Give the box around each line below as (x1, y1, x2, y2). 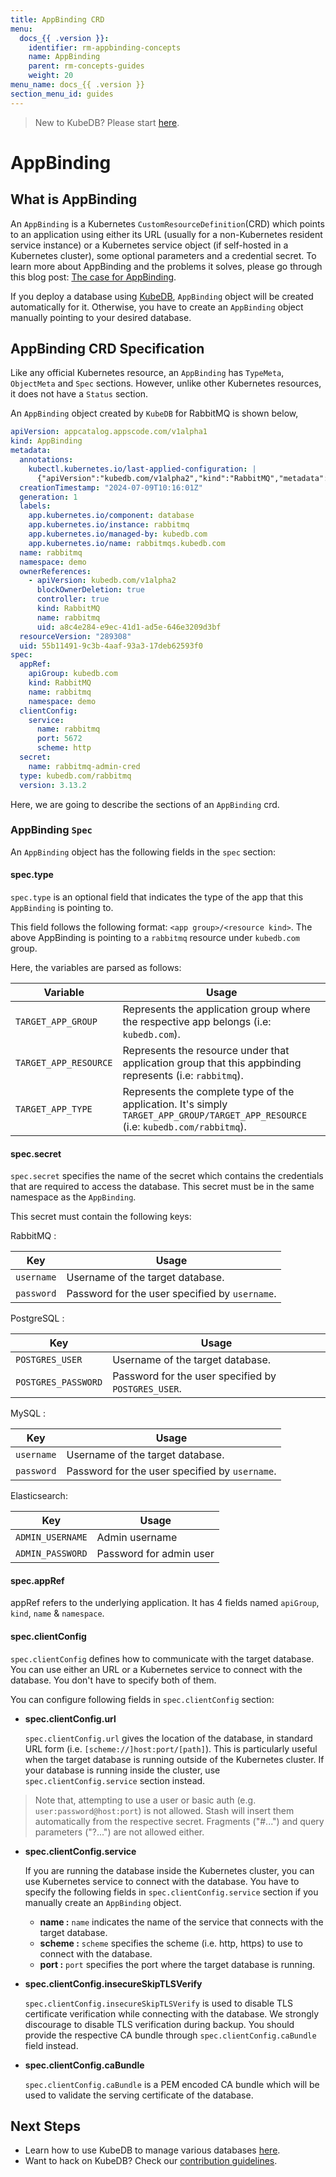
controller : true (36, 594, 110, 605)
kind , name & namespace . (10, 1607, 105, 1620)
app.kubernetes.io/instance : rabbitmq (28, 520, 190, 530)
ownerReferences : (19, 566, 92, 576)
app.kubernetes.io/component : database (28, 511, 195, 521)
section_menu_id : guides (10, 89, 114, 99)
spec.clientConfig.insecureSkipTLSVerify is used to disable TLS (24, 1997, 293, 2009)
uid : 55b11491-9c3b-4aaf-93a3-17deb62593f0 (19, 641, 203, 651)
